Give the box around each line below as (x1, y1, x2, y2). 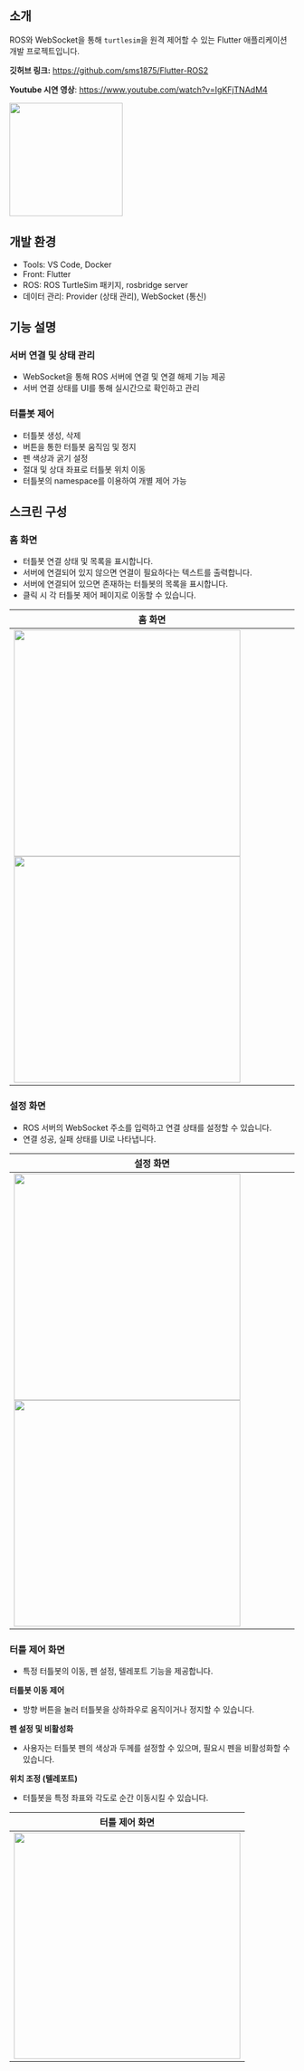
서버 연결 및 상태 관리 (9, 349, 95, 361)
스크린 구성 (9, 504, 68, 519)
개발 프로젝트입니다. (9, 45, 80, 56)
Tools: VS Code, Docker (22, 259, 112, 270)
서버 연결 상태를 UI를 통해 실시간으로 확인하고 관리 (22, 383, 201, 394)
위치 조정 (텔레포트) (9, 1773, 79, 1784)
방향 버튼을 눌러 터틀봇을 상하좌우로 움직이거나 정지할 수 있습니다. (22, 1703, 255, 1714)
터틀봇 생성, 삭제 (22, 429, 81, 441)
